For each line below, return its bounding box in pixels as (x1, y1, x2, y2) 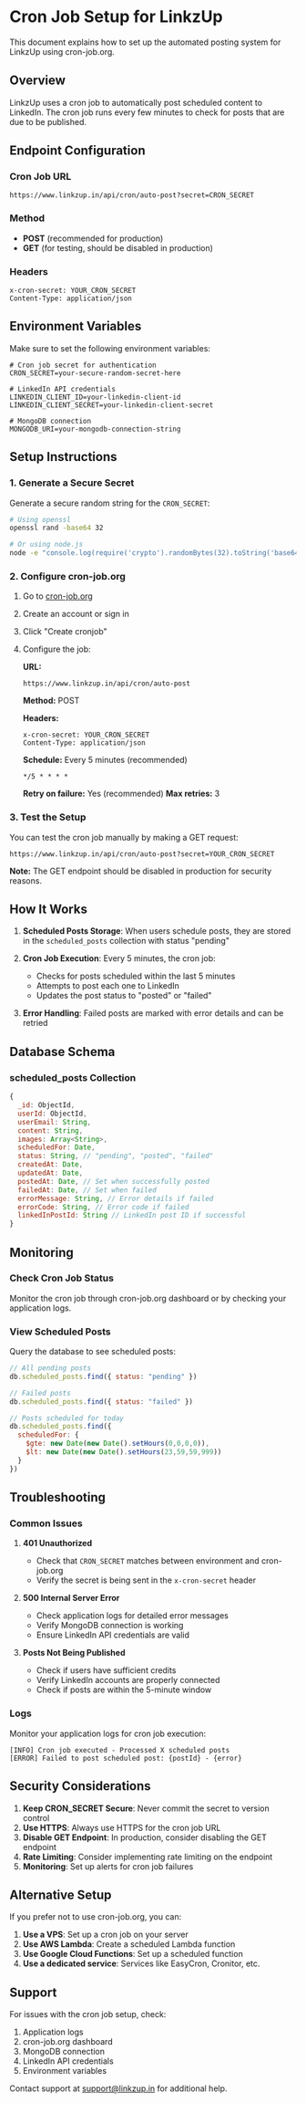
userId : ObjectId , (17, 1109, 88, 1118)
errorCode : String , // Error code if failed (17, 1202, 189, 1211)
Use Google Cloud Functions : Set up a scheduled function (22, 1949, 243, 1960)
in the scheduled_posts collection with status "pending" (22, 936, 230, 947)
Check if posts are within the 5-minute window (36, 1684, 212, 1695)
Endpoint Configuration (9, 143, 146, 159)
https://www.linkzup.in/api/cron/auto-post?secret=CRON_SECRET (9, 191, 255, 200)
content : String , (17, 1125, 84, 1135)
